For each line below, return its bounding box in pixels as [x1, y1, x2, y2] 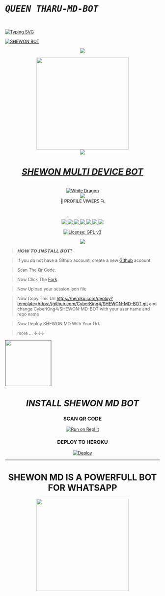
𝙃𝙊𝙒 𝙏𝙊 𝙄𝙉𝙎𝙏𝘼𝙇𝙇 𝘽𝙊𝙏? [17, 248, 73, 254]
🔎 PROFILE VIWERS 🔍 [60, 198, 105, 204]
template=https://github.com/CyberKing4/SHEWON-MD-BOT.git [17, 301, 148, 307]
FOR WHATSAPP [48, 482, 117, 493]
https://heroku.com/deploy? [56, 295, 113, 301]
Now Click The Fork [17, 276, 57, 282]
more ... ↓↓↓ [17, 330, 45, 336]
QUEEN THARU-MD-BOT [5, 3, 99, 14]
